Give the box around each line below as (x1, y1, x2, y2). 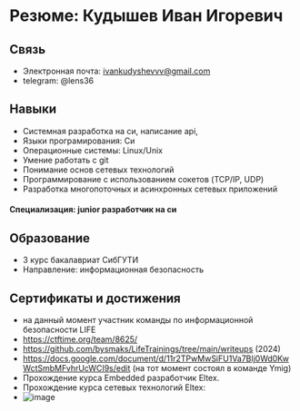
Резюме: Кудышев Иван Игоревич (9, 5, 284, 26)
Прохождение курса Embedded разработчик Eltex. (22, 373, 220, 384)
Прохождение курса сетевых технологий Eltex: (22, 382, 206, 393)
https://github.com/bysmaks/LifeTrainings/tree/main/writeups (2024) (22, 344, 282, 355)
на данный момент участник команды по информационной (22, 315, 254, 326)
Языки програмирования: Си (22, 135, 135, 146)
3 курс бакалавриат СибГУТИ (22, 255, 139, 266)
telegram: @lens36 (22, 75, 94, 86)
